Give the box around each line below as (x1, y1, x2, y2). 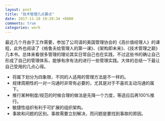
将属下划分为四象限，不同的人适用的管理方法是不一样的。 (12, 74, 129, 80)
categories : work (5, 25, 41, 30)
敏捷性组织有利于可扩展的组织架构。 (12, 104, 86, 110)
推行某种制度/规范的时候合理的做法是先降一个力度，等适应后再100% (12, 92, 150, 98)
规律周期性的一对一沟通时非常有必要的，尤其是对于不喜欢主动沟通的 (12, 80, 150, 86)
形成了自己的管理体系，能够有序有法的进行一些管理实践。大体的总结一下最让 (5, 58, 160, 63)
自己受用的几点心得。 (5, 64, 48, 70)
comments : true (5, 20, 36, 26)
